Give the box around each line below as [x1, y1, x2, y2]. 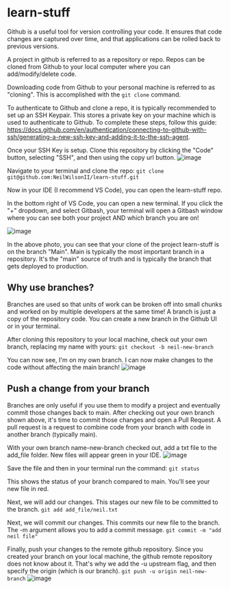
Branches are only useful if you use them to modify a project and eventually [7, 401, 220, 409]
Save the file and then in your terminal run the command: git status [7, 464, 200, 472]
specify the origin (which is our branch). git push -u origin [7, 566, 177, 575]
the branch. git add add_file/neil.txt [7, 505, 118, 513]
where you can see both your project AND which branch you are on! [7, 214, 200, 222]
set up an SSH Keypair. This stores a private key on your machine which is [7, 111, 216, 119]
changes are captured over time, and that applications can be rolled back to [7, 34, 221, 42]
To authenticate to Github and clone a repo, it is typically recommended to [7, 103, 216, 112]
